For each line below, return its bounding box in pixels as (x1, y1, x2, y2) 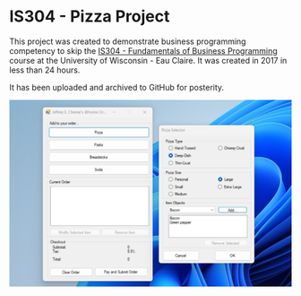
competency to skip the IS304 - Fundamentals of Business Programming (9, 45, 278, 56)
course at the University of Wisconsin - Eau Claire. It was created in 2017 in (9, 55, 288, 65)
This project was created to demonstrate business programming (9, 36, 246, 47)
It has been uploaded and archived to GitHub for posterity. (9, 82, 225, 92)
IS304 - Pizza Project (9, 6, 170, 27)
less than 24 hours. (9, 65, 81, 75)
